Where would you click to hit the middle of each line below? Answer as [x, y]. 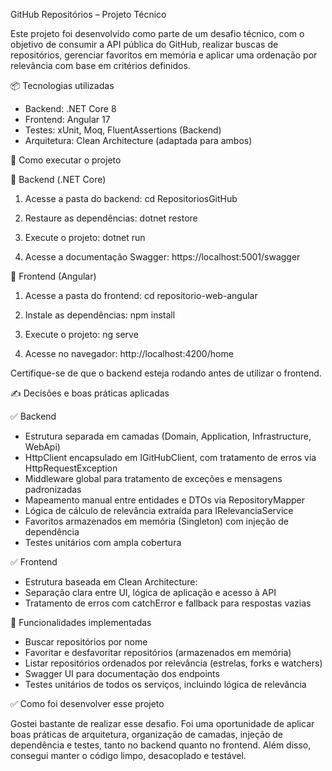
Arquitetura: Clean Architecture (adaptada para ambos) [138, 140]
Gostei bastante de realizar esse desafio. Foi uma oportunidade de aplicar [162, 723]
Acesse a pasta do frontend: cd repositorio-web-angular [141, 295]
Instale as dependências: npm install [100, 315]
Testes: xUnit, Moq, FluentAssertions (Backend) [123, 130]
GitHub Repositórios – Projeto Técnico [88, 14]
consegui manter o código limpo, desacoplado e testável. [128, 755]
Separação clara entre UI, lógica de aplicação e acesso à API [150, 592]
